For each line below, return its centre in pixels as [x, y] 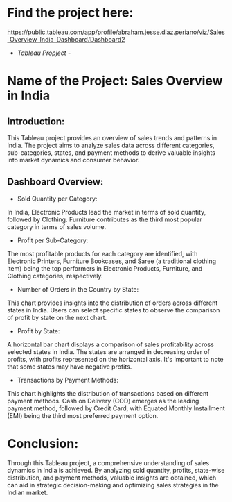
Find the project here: [70, 13]
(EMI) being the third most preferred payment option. [83, 415]
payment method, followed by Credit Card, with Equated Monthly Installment [116, 408]
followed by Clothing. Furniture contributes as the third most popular [105, 219]
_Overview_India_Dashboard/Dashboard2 [66, 39]
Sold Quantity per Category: [57, 199]
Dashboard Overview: [55, 182]
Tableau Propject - [44, 53]
